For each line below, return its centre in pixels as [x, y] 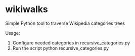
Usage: [13, 33]
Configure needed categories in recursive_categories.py [71, 43]
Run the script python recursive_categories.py [61, 48]
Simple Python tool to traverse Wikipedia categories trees [65, 23]
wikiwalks [27, 9]
